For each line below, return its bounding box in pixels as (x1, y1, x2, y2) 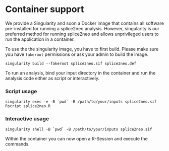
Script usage (5, 88, 37, 95)
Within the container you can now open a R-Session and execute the (5, 135, 148, 141)
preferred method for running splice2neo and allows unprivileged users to (5, 31, 159, 37)
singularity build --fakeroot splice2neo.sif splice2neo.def (5, 61, 137, 66)
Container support (5, 4, 84, 15)
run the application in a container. (5, 36, 75, 42)
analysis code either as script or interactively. (5, 75, 100, 81)
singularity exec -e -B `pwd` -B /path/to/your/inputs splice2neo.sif (5, 99, 157, 104)
